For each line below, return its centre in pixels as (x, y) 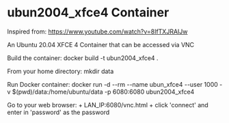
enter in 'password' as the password (58, 112)
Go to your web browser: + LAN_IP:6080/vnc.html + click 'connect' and (108, 105)
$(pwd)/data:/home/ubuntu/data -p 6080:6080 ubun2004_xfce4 (103, 92)
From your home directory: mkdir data (60, 71)
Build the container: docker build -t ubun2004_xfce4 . (83, 58)
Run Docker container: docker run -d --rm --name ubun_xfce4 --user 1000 (113, 84)
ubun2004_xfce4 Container (88, 13)
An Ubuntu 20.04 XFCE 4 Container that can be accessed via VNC (101, 44)
